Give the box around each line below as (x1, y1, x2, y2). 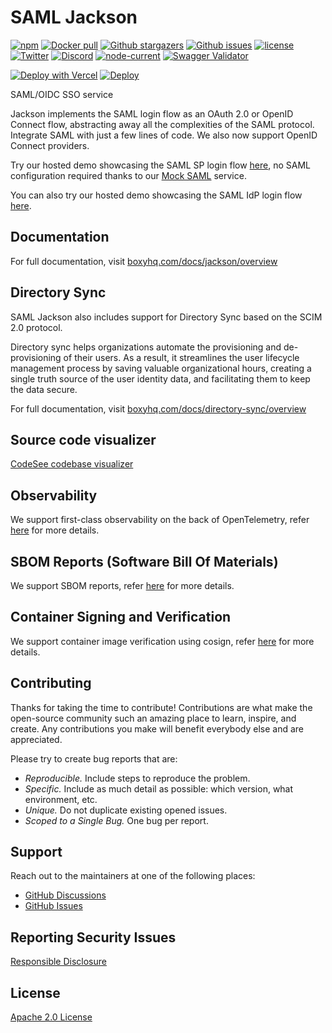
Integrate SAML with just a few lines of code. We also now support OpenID (10, 129, 318, 141)
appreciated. (10, 733, 63, 745)
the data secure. (10, 383, 78, 395)
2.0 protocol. (10, 321, 63, 333)
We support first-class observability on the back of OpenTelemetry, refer (10, 514, 310, 526)
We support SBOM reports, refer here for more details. (10, 580, 235, 591)
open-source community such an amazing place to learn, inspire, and (10, 712, 297, 724)
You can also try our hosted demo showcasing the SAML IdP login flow (10, 189, 303, 201)
